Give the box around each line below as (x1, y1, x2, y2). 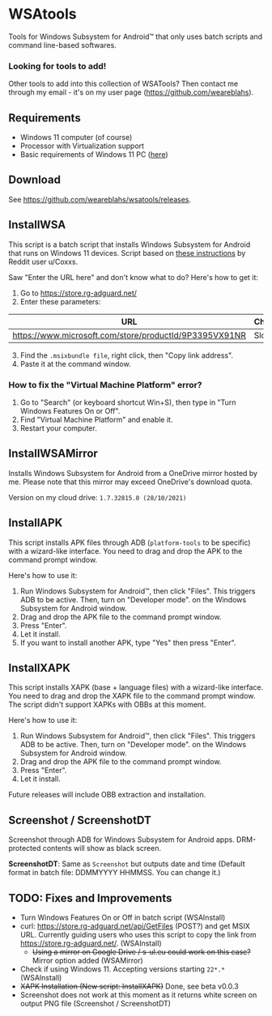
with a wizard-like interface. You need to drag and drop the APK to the (8, 546, 243, 555)
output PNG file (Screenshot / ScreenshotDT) (19, 999, 172, 1009)
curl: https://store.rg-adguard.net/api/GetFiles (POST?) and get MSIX (19, 921, 251, 931)
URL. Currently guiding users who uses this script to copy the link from (19, 930, 257, 940)
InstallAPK (8, 516, 63, 530)
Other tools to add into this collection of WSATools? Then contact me (8, 79, 239, 89)
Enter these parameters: (19, 296, 101, 306)
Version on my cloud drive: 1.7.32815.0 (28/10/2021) (8, 492, 187, 502)
